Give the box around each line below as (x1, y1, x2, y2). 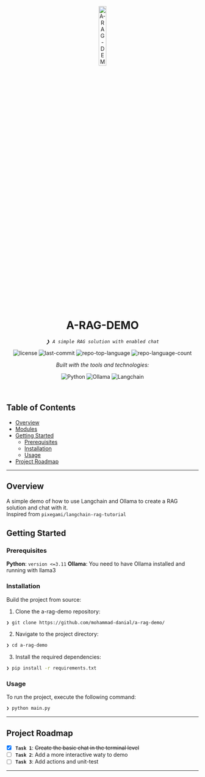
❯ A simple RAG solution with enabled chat (45, 338, 160, 345)
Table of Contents (6, 403, 76, 413)
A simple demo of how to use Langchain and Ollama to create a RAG (6, 497, 178, 505)
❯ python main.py (6, 706, 51, 712)
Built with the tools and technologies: (56, 361, 149, 368)
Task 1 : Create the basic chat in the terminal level (15, 744, 139, 751)
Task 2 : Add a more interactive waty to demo (15, 751, 128, 759)
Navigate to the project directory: (15, 630, 99, 638)
